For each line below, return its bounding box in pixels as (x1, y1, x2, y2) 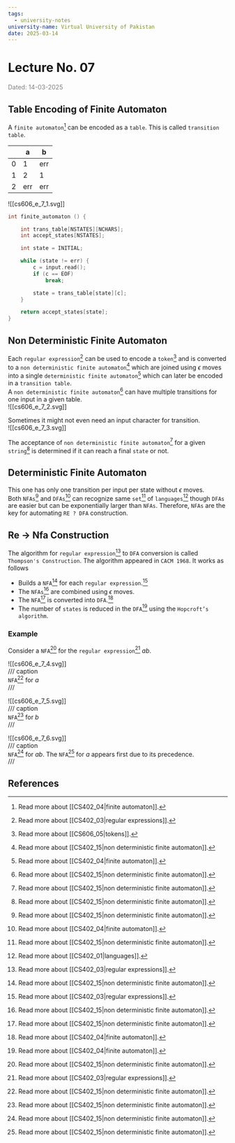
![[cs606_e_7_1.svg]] (8, 199, 66, 208)
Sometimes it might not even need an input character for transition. (8, 416, 201, 424)
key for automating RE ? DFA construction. (8, 509, 128, 518)
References (8, 777, 59, 789)
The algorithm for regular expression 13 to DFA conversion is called (8, 548, 198, 557)
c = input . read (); (33, 264, 86, 271)
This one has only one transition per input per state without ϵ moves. (8, 485, 205, 494)
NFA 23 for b (8, 711, 39, 721)
